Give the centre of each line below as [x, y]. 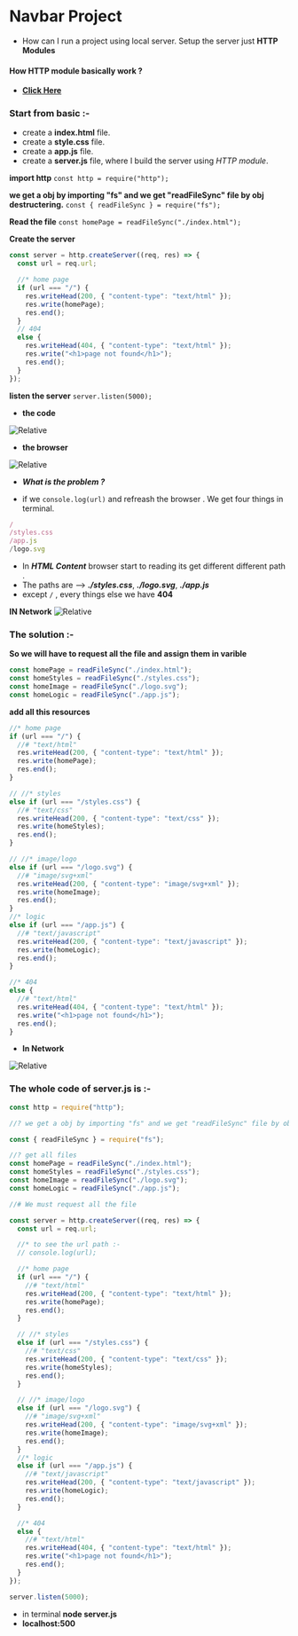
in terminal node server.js [70, 1614]
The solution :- [42, 634]
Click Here [42, 90]
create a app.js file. [58, 152]
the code [39, 413]
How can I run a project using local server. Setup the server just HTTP [150, 41]
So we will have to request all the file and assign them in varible [128, 654]
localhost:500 [49, 1623]
